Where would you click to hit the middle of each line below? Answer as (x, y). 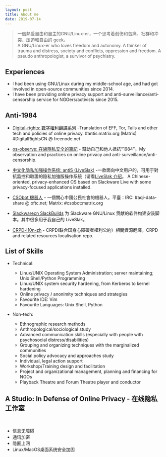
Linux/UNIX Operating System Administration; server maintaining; (86, 273)
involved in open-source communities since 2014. (63, 89)
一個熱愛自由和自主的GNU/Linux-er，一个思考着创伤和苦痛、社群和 (86, 34)
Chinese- (141, 176)
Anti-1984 (21, 115)
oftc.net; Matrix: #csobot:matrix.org (67, 203)
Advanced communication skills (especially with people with (81, 334)
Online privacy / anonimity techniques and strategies (74, 294)
